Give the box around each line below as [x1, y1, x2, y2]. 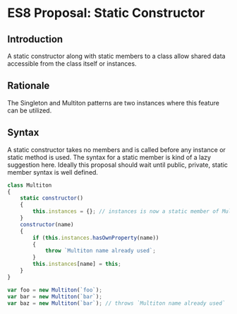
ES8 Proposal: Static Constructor [7, 5, 205, 21]
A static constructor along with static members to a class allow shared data [7, 52, 226, 60]
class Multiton [7, 182, 52, 189]
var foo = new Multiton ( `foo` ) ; [7, 286, 102, 293]
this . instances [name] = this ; [32, 260, 121, 268]
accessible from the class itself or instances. [7, 59, 137, 68]
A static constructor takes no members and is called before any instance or [7, 145, 226, 153]
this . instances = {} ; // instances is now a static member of [32, 208, 219, 215]
